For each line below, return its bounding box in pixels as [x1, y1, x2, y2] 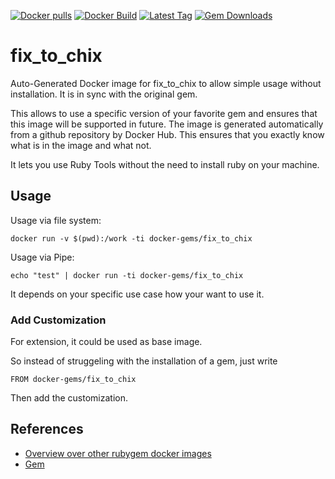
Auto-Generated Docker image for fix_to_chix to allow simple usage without [10, 77, 322, 89]
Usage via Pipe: [10, 251, 75, 263]
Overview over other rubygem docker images [24, 447, 212, 459]
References [10, 421, 84, 438]
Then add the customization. [10, 392, 129, 404]
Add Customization [10, 313, 107, 327]
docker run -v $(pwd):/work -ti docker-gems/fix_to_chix [10, 233, 253, 244]
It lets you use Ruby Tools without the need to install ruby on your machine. [10, 158, 320, 170]
